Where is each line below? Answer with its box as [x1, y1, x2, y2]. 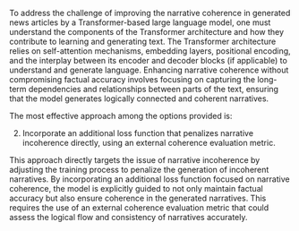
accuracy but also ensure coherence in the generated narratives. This [9, 192, 267, 203]
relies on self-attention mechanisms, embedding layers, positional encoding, [9, 46, 291, 56]
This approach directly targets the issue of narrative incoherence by [9, 155, 261, 165]
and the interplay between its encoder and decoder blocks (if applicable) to [9, 56, 288, 65]
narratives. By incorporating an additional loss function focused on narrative [9, 174, 290, 184]
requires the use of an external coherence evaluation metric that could [9, 202, 269, 213]
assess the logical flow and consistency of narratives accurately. [9, 212, 248, 222]
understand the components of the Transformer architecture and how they [9, 27, 285, 37]
